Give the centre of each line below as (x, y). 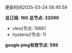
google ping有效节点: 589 (32, 45)
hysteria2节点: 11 (29, 34)
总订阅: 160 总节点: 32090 (32, 18)
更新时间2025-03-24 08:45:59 (36, 7)
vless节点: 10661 (29, 28)
